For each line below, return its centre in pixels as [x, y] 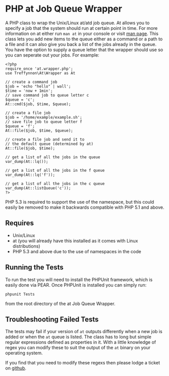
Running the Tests [35, 268]
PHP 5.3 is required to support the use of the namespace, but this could [80, 202]
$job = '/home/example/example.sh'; [44, 117]
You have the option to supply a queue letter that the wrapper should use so [84, 50]
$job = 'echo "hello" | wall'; [38, 86]
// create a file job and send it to [45, 139]
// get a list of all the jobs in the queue [53, 157]
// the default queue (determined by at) [49, 144]
